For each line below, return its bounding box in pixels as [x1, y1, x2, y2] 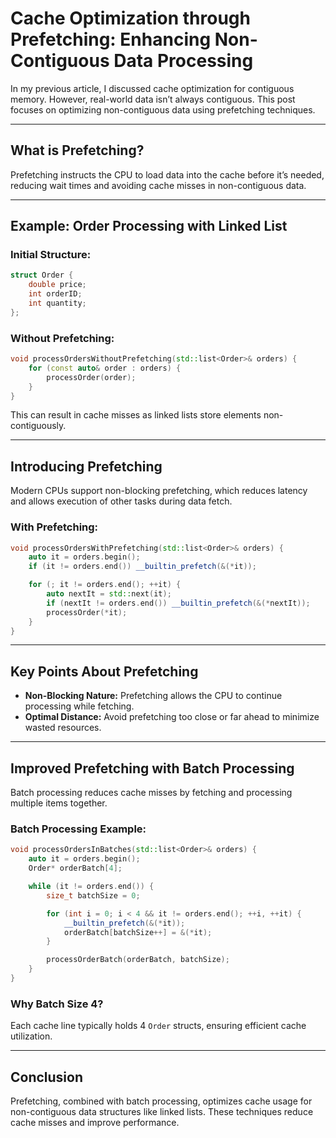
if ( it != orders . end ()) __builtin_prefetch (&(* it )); [28, 562, 257, 572]
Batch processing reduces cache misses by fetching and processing [10, 787, 293, 799]
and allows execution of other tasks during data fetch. [10, 495, 233, 507]
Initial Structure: [10, 248, 92, 262]
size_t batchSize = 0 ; [46, 890, 141, 901]
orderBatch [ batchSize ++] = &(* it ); [63, 927, 213, 937]
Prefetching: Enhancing [10, 28, 212, 51]
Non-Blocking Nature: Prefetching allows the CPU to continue [24, 690, 283, 702]
